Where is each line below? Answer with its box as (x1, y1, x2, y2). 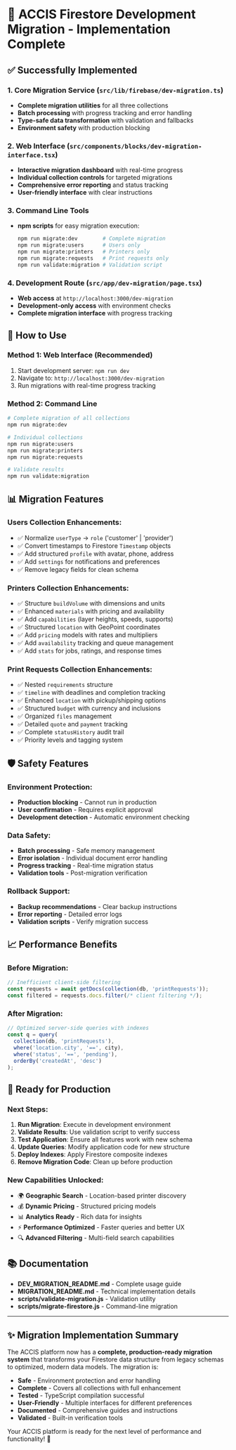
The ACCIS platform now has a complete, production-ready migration (7, 1348, 213, 1357)
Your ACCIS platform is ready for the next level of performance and (7, 1428, 202, 1436)
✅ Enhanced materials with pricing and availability (17, 607, 164, 615)
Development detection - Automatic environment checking (17, 813, 190, 821)
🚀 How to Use (7, 329, 67, 341)
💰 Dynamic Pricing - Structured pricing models (17, 1202, 157, 1210)
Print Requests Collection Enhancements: (7, 665, 153, 674)
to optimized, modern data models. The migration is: (7, 1363, 159, 1371)
